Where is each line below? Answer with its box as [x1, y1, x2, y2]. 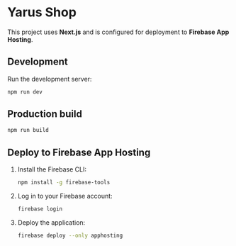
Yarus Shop [7, 4, 77, 21]
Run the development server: [7, 74, 92, 83]
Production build [7, 108, 83, 121]
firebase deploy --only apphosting [17, 232, 123, 239]
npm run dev [7, 88, 43, 96]
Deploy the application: [17, 218, 86, 227]
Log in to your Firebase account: [17, 192, 113, 200]
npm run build [7, 127, 50, 134]
